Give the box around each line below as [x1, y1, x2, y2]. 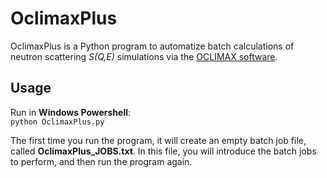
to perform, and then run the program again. [10, 155, 193, 167]
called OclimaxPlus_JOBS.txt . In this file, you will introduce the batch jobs [10, 145, 317, 157]
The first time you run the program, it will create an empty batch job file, [10, 134, 307, 146]
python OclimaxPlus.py [10, 117, 105, 127]
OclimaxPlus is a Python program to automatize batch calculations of [10, 40, 295, 52]
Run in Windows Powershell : [10, 106, 132, 118]
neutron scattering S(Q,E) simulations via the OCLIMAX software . [10, 50, 278, 62]
